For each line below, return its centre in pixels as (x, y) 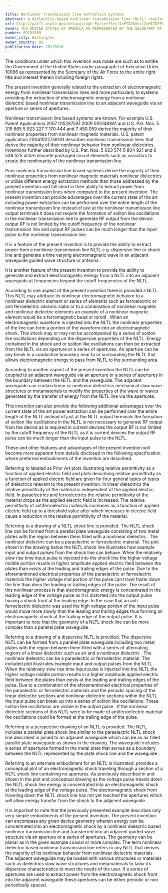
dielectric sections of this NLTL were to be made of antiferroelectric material (84, 712)
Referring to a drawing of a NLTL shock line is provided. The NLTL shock (80, 526)
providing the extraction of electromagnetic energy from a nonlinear (75, 97)
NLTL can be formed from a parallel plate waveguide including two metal (80, 642)
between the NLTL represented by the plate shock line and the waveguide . (82, 753)
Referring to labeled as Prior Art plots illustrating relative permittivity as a (80, 468)
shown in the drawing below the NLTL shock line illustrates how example (80, 547)
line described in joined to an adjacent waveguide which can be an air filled (83, 737)
